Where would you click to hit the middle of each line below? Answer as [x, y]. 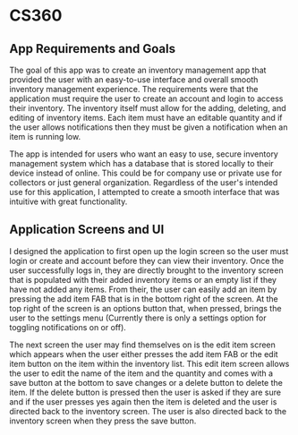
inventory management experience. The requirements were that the [134, 89]
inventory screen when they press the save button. [103, 421]
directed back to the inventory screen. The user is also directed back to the [148, 411]
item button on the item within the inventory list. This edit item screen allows [149, 363]
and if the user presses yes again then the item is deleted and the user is [143, 401]
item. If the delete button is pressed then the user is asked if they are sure [145, 392]
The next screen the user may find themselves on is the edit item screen [142, 345]
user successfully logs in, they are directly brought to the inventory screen [146, 270]
